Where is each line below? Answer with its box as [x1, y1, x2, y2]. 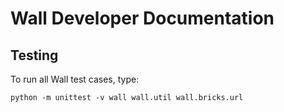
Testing [10, 47, 59, 64]
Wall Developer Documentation [10, 7, 275, 30]
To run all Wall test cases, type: [10, 73, 140, 85]
